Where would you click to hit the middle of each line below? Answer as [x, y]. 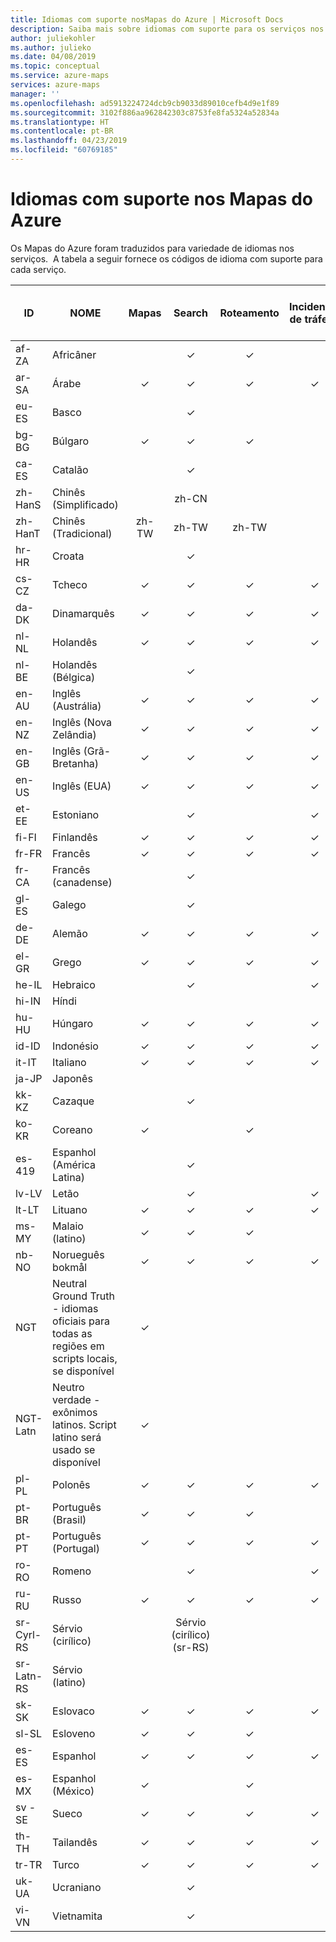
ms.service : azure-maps [60, 76]
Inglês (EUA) [82, 786]
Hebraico [74, 984]
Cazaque [73, 1101]
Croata [68, 556]
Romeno [72, 1571]
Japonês [72, 1078]
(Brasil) [69, 1519]
